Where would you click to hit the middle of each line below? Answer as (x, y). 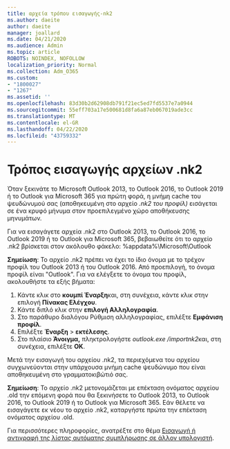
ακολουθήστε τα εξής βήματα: (51, 282)
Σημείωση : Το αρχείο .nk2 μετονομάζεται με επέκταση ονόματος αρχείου (113, 388)
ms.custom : (23, 78)
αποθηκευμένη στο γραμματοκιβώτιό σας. (68, 374)
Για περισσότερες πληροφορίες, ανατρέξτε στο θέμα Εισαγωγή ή (101, 431)
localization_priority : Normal (52, 65)
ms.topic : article (33, 52)
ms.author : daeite (33, 20)
